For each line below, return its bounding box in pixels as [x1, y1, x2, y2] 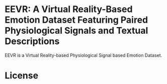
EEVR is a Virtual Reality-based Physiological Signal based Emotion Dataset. [5, 52, 162, 58]
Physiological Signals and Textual [5, 25, 148, 36]
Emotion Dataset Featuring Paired [5, 14, 148, 26]
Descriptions [5, 36, 60, 47]
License [5, 70, 39, 81]
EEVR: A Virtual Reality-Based [5, 4, 133, 15]
